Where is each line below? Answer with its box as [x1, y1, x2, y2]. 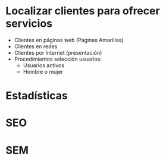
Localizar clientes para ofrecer [5, 4, 160, 18]
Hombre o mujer [23, 68, 64, 75]
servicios [5, 17, 53, 30]
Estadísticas [5, 89, 68, 102]
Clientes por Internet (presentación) [14, 49, 102, 56]
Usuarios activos [23, 61, 65, 69]
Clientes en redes [14, 43, 58, 50]
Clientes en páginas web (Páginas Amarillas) [14, 36, 124, 43]
